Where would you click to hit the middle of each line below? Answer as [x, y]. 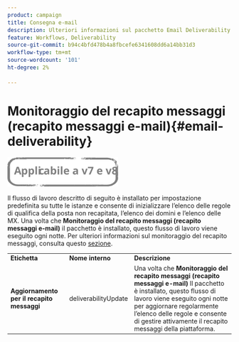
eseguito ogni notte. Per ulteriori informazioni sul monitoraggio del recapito [117, 235]
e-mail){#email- [175, 126]
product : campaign [34, 15]
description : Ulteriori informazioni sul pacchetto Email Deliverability [119, 30]
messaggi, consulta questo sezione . [60, 243]
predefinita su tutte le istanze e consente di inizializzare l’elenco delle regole [119, 205]
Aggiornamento [34, 291]
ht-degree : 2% [28, 68]
